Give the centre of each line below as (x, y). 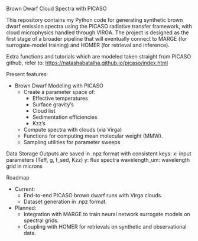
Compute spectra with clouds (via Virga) (73, 130)
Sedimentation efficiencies (65, 117)
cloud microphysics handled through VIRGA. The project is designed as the (98, 32)
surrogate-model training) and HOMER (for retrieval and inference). (88, 45)
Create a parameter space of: (59, 92)
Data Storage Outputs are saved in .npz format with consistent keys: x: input (99, 154)
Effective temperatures (60, 98)
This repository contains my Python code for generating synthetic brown (95, 20)
